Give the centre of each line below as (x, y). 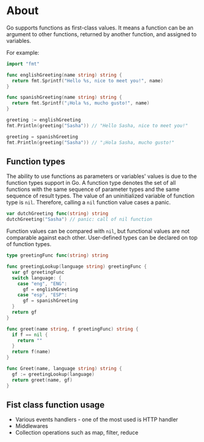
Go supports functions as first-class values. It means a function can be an (100, 28)
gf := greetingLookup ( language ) (53, 374)
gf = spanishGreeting (50, 301)
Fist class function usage (56, 405)
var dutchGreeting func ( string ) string (57, 214)
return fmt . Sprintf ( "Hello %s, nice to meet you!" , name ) (88, 80)
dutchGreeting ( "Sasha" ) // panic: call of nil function (79, 219)
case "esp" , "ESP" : (42, 295)
